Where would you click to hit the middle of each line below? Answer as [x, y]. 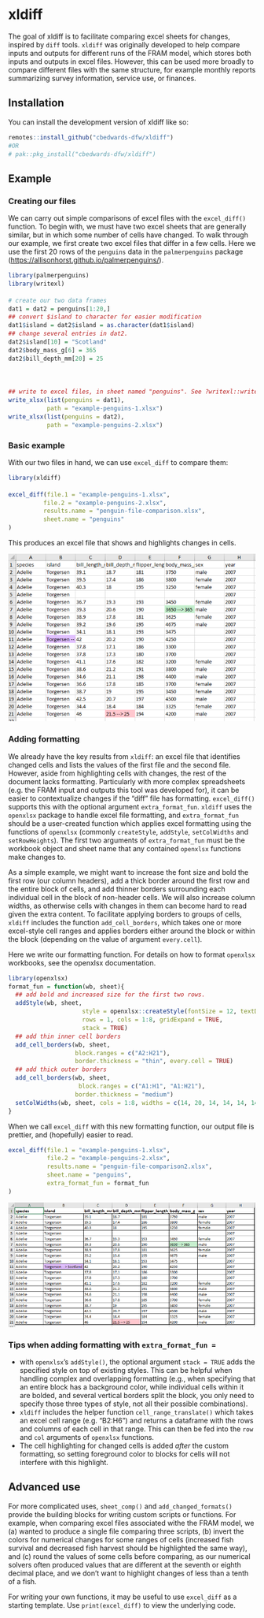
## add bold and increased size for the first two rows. [110, 995]
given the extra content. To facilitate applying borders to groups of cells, [125, 914]
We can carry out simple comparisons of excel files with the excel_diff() [127, 218]
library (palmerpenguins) [49, 276]
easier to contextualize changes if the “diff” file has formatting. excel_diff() [132, 798]
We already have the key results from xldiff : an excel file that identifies [125, 756]
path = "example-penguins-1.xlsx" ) [105, 409]
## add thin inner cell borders [68, 1036]
